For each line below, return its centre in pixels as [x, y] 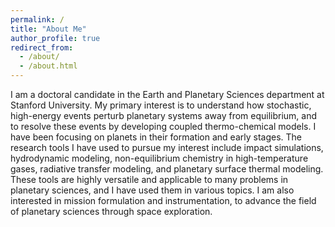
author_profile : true [55, 38]
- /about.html [48, 66]
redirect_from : [42, 47]
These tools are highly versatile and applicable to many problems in [149, 179]
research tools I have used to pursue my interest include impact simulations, [167, 147]
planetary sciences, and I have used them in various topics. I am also [152, 190]
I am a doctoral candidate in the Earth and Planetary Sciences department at [167, 94]
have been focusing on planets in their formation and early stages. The [156, 137]
